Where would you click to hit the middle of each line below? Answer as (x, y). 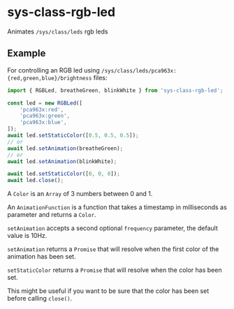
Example (27, 53)
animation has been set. (42, 257)
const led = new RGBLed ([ (45, 103)
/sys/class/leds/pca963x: (139, 70)
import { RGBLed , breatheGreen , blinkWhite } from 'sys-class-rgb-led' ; (115, 90)
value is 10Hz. (27, 236)
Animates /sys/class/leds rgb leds (58, 31)
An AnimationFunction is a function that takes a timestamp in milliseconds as (117, 207)
